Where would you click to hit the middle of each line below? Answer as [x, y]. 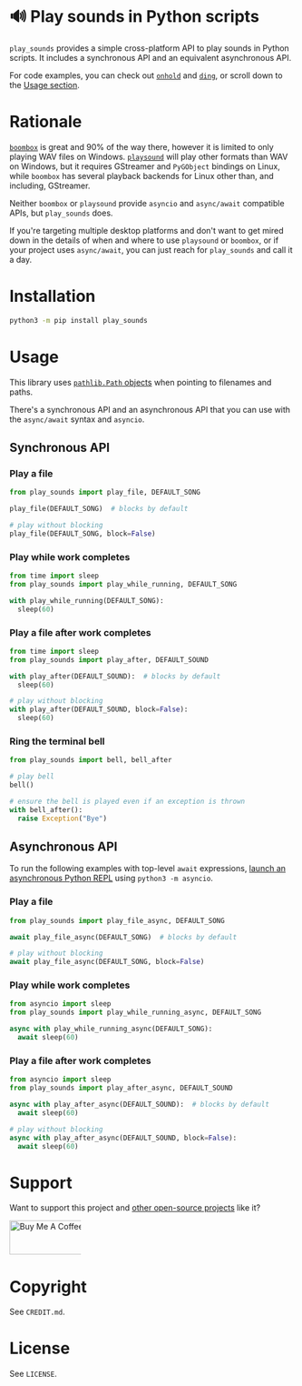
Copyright [49, 1286]
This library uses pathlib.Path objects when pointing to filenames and [141, 382]
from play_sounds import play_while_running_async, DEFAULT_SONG [135, 1013]
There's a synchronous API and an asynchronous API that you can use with [150, 409]
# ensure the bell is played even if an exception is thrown [127, 801]
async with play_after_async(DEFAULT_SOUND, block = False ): [123, 1138]
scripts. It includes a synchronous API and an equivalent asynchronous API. [151, 57]
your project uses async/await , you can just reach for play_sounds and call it [151, 249]
